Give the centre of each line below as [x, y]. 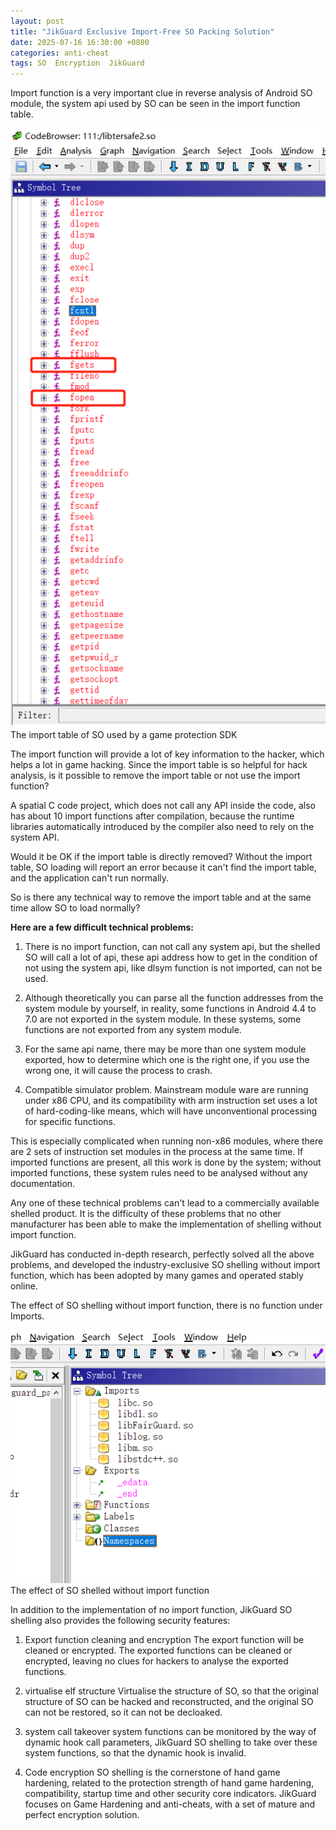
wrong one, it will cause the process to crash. [118, 1071]
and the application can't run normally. [90, 878]
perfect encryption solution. [82, 1815]
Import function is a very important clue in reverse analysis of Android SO [161, 93]
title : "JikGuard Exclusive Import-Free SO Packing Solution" [142, 31]
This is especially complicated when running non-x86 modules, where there [167, 1141]
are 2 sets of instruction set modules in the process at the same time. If [157, 1152]
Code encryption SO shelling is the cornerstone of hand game [152, 1772]
